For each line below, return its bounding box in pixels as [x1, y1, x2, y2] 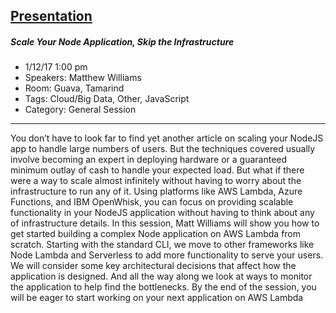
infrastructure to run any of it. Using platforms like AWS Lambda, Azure [10, 185, 303, 198]
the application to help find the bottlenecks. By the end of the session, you [10, 281, 317, 293]
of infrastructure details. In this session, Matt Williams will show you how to [10, 217, 320, 229]
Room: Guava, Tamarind [24, 82, 125, 94]
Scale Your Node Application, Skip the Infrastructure [10, 35, 235, 48]
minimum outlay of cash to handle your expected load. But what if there [10, 164, 305, 176]
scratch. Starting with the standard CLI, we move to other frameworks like [10, 239, 315, 251]
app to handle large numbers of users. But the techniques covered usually [10, 143, 316, 155]
